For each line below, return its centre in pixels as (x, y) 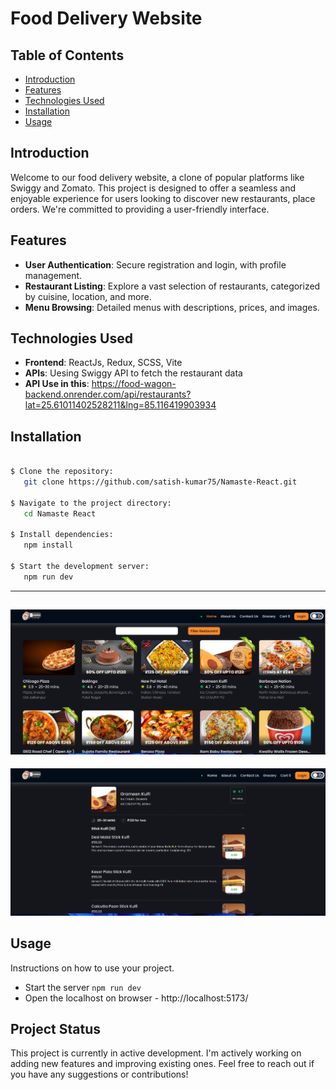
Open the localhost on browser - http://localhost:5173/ (136, 998)
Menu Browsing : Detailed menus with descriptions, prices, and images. (172, 307)
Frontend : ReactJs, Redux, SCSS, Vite (103, 363)
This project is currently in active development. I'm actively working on (156, 1053)
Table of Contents (67, 55)
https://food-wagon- (134, 384)
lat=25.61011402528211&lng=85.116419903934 (120, 405)
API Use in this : (57, 384)
